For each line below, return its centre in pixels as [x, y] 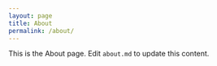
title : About [30, 23]
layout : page [30, 16]
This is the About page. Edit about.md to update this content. [109, 54]
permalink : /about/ [41, 31]
